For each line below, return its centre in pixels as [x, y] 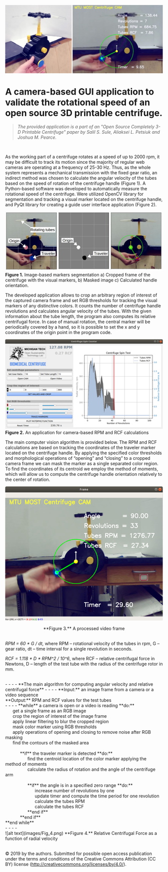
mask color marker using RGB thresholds [54, 727]
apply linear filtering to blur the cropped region [60, 721]
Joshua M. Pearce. [37, 137]
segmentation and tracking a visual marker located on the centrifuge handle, [84, 199]
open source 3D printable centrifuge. [84, 113]
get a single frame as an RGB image [49, 711]
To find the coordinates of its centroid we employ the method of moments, [82, 469]
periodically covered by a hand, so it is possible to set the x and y [72, 327]
